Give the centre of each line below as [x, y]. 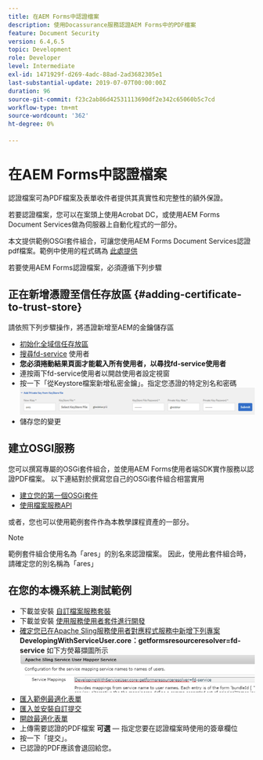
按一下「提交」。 [45, 738]
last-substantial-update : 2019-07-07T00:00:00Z [87, 82]
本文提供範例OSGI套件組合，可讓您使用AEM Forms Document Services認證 [130, 241]
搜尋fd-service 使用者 [54, 354]
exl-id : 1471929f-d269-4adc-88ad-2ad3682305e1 [85, 75]
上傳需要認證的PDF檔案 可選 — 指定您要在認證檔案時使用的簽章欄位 [128, 729]
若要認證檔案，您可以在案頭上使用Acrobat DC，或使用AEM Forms [114, 214]
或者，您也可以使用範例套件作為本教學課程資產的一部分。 [101, 522]
